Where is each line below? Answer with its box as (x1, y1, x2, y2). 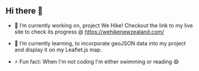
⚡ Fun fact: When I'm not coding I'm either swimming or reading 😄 (14, 58, 179, 65)
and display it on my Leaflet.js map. (14, 46, 102, 53)
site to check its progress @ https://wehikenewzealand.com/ (14, 28, 164, 35)
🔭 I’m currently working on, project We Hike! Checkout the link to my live (14, 21, 193, 29)
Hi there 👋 (5, 6, 43, 16)
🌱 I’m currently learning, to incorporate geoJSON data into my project (14, 39, 186, 47)
